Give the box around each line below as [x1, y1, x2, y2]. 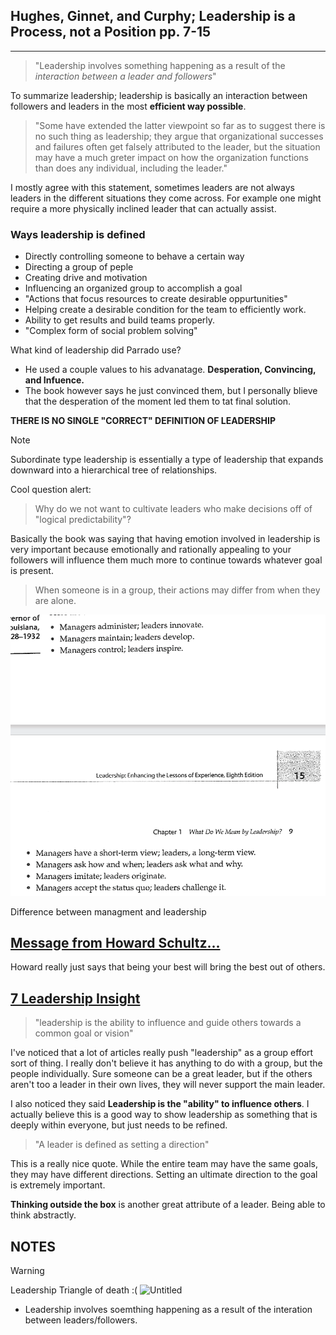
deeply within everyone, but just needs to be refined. [10, 1119, 228, 1131]
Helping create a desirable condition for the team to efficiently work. [24, 304, 307, 316]
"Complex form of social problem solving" [24, 325, 198, 337]
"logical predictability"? [34, 514, 132, 526]
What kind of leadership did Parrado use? [10, 344, 182, 356]
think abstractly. [10, 1209, 77, 1221]
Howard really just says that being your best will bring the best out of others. [10, 961, 326, 973]
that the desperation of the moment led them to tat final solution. [24, 395, 292, 408]
